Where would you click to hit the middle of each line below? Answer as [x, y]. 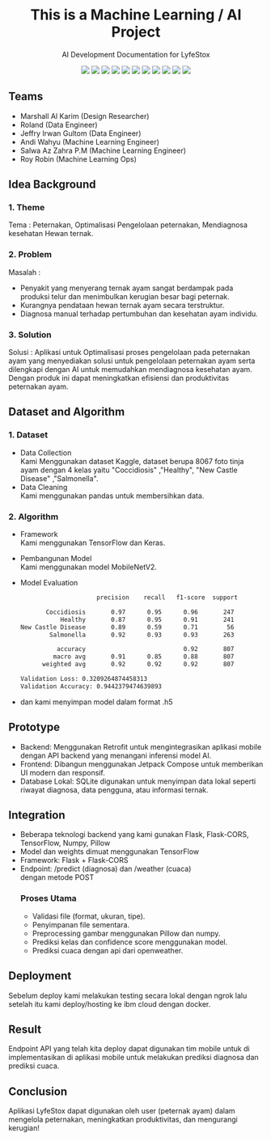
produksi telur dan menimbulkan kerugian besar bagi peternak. [125, 296]
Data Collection [46, 452]
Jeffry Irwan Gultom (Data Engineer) [80, 133]
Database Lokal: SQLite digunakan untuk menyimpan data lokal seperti [138, 781]
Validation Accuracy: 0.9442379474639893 [91, 686]
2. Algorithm [34, 517]
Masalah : [25, 272]
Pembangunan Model [56, 559]
